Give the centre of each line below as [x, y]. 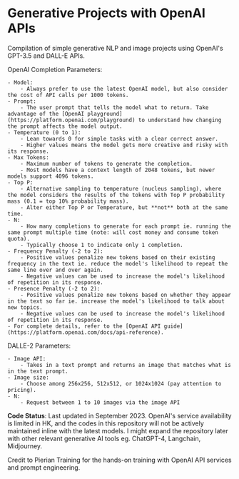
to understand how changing [180, 120]
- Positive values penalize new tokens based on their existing [118, 257]
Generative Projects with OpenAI [106, 13]
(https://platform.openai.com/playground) [71, 120]
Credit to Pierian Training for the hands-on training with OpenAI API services [119, 460]
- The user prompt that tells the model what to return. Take [115, 107]
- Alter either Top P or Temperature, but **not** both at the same [124, 207]
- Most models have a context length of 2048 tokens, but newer [118, 170]
